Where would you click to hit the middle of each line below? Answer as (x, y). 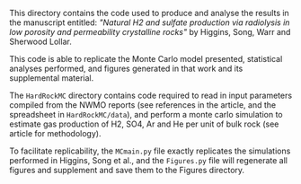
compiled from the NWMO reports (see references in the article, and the (143, 105)
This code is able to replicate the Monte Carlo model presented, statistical (146, 59)
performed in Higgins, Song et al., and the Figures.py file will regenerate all (148, 160)
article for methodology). (55, 133)
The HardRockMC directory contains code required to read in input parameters (151, 95)
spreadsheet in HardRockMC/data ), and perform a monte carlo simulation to (146, 114)
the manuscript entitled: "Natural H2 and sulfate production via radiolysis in (150, 22)
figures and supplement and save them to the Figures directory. (127, 170)
